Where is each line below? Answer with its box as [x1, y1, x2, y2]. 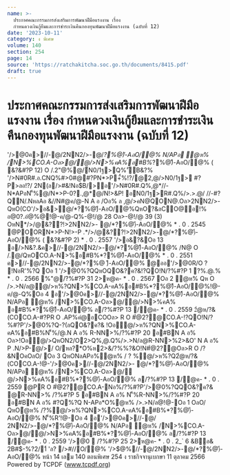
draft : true [7, 67, 41, 74]
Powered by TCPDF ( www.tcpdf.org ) [7, 461, 111, 469]
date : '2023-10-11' [7, 29, 63, 36]
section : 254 [7, 49, 45, 56]
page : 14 [7, 55, 32, 62]
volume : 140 [7, 42, 41, 49]
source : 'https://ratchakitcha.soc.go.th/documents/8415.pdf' [7, 61, 189, 68]
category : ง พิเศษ [7, 36, 54, 43]
